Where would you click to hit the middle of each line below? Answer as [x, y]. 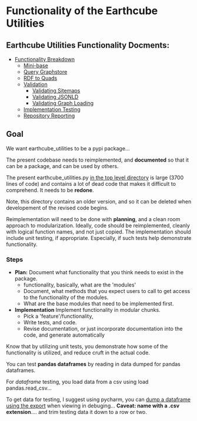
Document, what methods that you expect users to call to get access [107, 291]
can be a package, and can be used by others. [62, 166]
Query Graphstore [45, 72]
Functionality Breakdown [45, 59]
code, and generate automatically [64, 335]
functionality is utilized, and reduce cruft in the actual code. [78, 353]
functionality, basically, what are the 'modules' [80, 285]
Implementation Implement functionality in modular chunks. [87, 310]
